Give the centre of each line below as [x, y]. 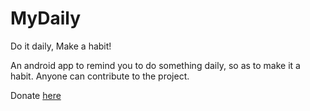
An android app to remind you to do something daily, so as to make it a [155, 65]
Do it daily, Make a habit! [61, 46]
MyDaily [46, 18]
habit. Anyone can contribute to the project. [100, 76]
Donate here [36, 95]
